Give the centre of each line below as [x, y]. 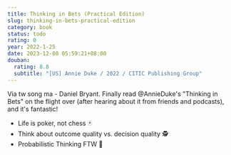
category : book [30, 27]
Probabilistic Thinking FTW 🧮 [60, 144]
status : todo [27, 34]
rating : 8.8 [32, 67]
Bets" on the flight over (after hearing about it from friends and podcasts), [116, 101]
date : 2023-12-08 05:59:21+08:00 [57, 54]
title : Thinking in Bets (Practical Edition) [76, 14]
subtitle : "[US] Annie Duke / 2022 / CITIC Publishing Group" [108, 73]
